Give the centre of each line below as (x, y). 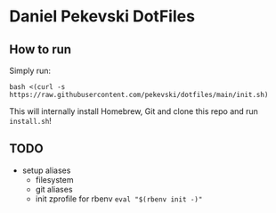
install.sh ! (30, 121)
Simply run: (30, 70)
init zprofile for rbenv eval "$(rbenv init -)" (119, 199)
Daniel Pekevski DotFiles (102, 16)
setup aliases (46, 170)
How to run (41, 49)
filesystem (54, 179)
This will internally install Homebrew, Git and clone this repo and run (134, 111)
